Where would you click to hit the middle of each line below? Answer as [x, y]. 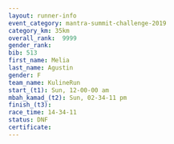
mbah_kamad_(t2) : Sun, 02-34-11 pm [68, 98]
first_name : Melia [39, 61]
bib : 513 [23, 53]
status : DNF [28, 120]
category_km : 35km [39, 30]
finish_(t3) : [30, 105]
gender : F [25, 75]
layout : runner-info [43, 16]
